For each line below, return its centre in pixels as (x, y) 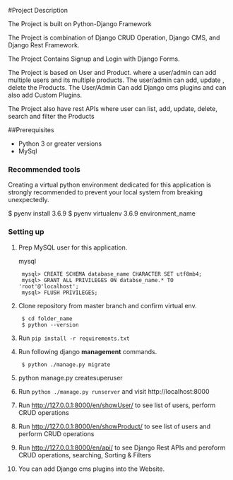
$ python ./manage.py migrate (66, 364)
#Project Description (38, 10)
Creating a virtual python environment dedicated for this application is (109, 185)
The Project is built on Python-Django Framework (80, 24)
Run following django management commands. (88, 351)
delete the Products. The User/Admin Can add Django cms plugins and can (117, 87)
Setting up (26, 232)
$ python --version (50, 324)
